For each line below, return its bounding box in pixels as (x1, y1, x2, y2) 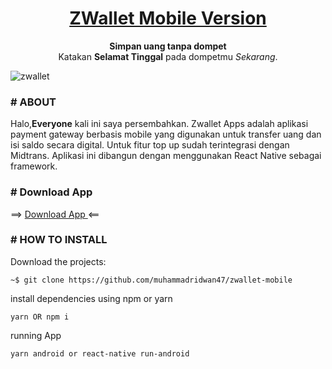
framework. (10, 160, 58, 172)
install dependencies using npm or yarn (10, 292, 173, 304)
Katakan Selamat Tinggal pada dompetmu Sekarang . (58, 50, 278, 62)
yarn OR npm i (10, 312, 70, 322)
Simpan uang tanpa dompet (109, 40, 227, 52)
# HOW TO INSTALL (10, 233, 108, 247)
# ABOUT (10, 95, 57, 109)
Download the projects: (10, 255, 107, 267)
